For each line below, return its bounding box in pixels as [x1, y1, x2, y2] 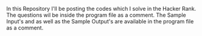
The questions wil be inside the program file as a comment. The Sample [6, 11, 187, 19]
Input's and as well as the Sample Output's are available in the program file [6, 18, 194, 25]
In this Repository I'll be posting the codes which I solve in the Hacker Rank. [6, 5, 197, 12]
